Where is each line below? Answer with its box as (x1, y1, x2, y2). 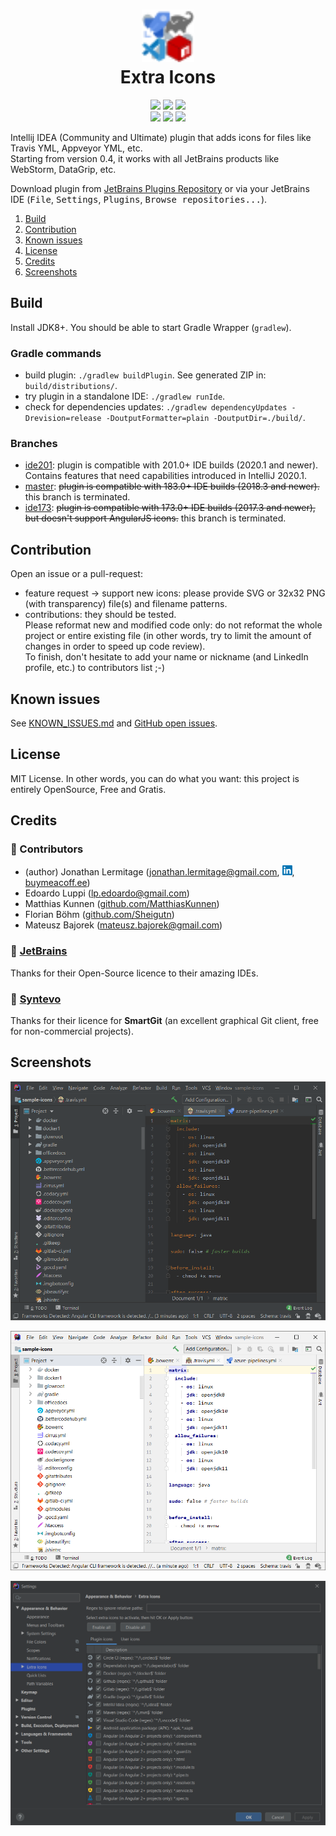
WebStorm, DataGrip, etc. (10, 163, 117, 175)
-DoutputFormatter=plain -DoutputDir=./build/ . (105, 412, 306, 424)
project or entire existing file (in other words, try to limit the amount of (24, 630, 312, 642)
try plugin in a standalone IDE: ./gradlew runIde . (24, 390, 226, 403)
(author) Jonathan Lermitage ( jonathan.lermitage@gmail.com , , (24, 866, 295, 878)
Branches (10, 436, 58, 450)
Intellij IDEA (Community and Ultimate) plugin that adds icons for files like (10, 131, 312, 143)
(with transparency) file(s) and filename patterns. (24, 598, 228, 610)
